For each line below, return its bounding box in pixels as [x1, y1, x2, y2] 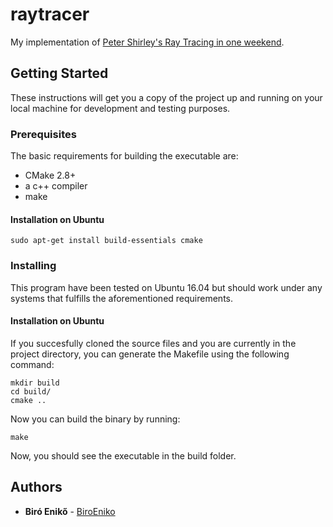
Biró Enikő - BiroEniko [24, 505, 116, 517]
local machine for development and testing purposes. [10, 102, 231, 114]
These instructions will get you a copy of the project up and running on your [10, 91, 323, 103]
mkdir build [10, 378, 60, 388]
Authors [10, 479, 63, 496]
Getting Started [10, 65, 109, 82]
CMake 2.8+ [24, 169, 77, 182]
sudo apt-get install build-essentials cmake [10, 236, 203, 246]
